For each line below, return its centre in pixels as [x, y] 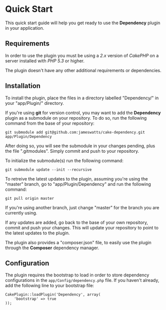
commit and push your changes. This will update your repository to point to [82, 227]
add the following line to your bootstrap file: [50, 286]
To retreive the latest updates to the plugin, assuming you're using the [77, 178]
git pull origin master [30, 198]
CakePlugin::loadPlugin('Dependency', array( [53, 295]
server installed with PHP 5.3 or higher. [45, 61]
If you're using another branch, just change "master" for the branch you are [82, 207]
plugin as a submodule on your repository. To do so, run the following [76, 118]
